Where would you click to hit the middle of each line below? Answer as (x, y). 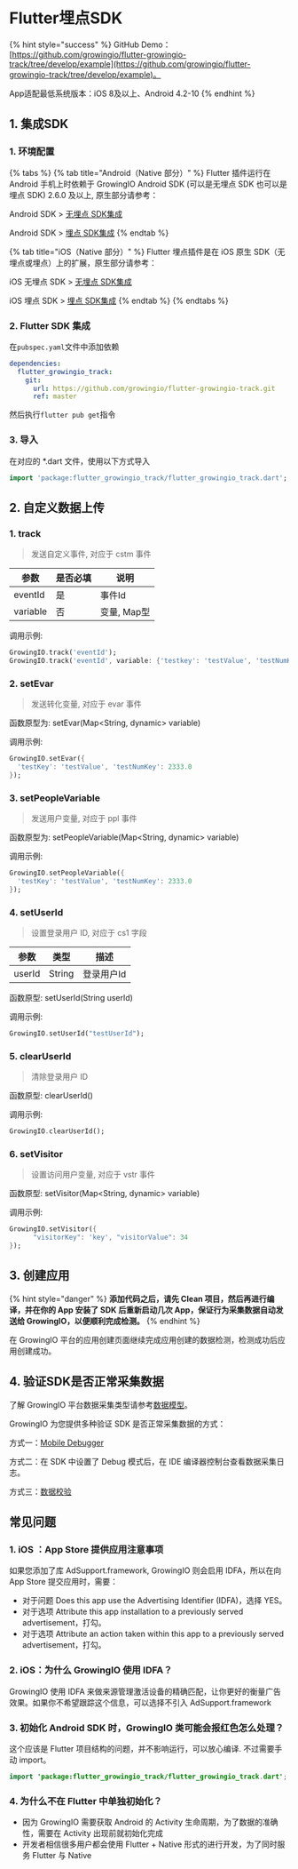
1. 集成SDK (39, 124)
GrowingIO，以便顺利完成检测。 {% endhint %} (114, 1321)
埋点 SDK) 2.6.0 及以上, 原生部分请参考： (84, 195)
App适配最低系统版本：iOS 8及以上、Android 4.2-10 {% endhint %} (132, 93)
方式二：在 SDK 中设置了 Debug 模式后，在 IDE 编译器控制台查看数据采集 (143, 1461)
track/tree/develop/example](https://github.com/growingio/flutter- (130, 64)
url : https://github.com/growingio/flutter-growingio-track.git (154, 388)
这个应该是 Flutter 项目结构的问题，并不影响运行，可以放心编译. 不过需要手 (146, 1748)
